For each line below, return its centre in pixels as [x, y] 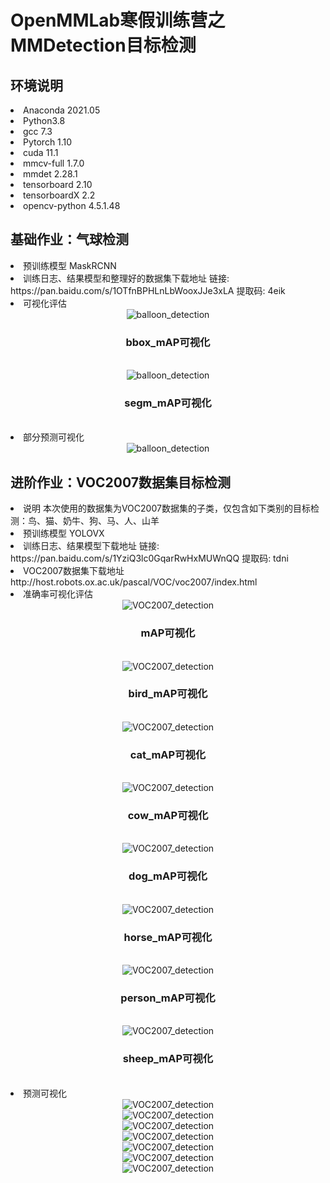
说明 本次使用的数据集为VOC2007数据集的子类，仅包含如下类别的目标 [167, 508]
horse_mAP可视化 [168, 937]
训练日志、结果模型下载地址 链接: [91, 546]
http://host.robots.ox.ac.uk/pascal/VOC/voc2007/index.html [134, 582]
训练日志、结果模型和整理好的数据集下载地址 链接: [126, 278]
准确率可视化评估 [58, 594]
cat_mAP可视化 [168, 754]
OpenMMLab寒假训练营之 [118, 20]
